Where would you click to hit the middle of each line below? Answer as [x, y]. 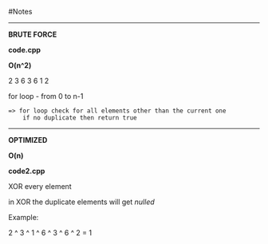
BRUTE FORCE [33, 34]
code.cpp [25, 50]
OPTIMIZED [28, 140]
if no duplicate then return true [80, 118]
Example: [24, 217]
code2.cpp [27, 171]
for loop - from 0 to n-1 [46, 96]
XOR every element [40, 186]
